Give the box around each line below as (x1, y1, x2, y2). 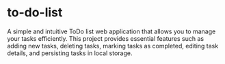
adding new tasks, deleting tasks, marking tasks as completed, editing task (7, 42, 219, 50)
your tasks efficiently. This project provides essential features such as (7, 34, 204, 42)
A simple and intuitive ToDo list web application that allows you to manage (7, 27, 216, 35)
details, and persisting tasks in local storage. (7, 49, 133, 57)
